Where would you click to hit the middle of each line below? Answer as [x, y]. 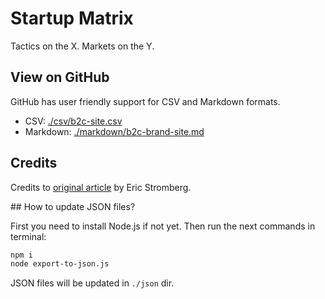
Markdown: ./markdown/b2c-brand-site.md [114, 131]
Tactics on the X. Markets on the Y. [82, 46]
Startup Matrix [72, 18]
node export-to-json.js [60, 264]
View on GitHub [60, 77]
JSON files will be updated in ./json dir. [92, 283]
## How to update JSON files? [73, 206]
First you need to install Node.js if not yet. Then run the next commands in [163, 226]
